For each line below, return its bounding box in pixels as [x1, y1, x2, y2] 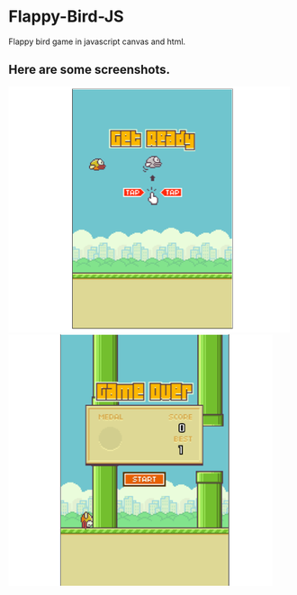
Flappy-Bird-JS [8, 6, 124, 27]
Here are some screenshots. [8, 62, 170, 77]
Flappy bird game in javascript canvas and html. [8, 36, 186, 47]
